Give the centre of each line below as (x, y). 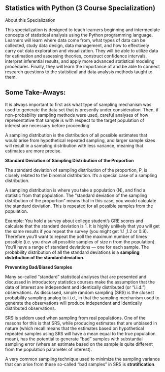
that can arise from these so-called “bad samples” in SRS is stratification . (80, 364)
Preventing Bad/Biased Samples (39, 267)
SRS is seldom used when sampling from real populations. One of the (75, 318)
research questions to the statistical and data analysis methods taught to (79, 72)
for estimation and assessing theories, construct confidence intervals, (76, 56)
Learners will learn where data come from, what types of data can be (75, 40)
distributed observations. (31, 308)
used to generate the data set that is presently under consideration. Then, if (82, 110)
